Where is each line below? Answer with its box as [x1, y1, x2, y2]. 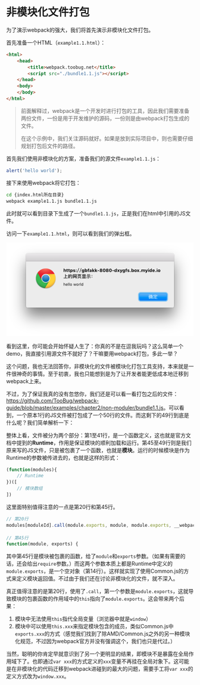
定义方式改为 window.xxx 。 [6, 672, 70, 680]
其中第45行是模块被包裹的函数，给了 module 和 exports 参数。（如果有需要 [6, 553, 180, 560]
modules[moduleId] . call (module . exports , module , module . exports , [6, 522, 171, 528]
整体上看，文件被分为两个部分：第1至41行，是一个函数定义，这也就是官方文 [6, 431, 192, 439]
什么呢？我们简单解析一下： [6, 419, 74, 426]
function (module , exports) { [6, 541, 79, 547]
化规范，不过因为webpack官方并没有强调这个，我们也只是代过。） [14, 638, 176, 645]
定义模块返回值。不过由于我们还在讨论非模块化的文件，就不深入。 [16, 575, 179, 582]
